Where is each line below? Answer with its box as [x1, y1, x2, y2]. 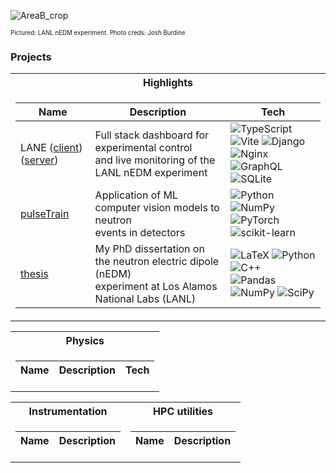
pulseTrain [20, 207, 70, 221]
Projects [10, 50, 52, 64]
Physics [65, 334, 105, 348]
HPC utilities [153, 405, 214, 419]
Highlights [143, 76, 193, 90]
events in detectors [94, 226, 186, 240]
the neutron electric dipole [94, 255, 220, 269]
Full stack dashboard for [94, 128, 210, 142]
